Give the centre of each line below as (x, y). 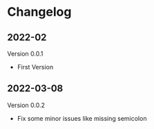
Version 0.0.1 (25, 54)
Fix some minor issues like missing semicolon (82, 118)
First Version (35, 67)
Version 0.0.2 (26, 105)
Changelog (39, 12)
